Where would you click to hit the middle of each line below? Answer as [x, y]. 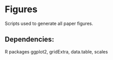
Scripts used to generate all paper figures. [49, 23]
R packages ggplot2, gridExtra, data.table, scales [56, 51]
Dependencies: [30, 39]
